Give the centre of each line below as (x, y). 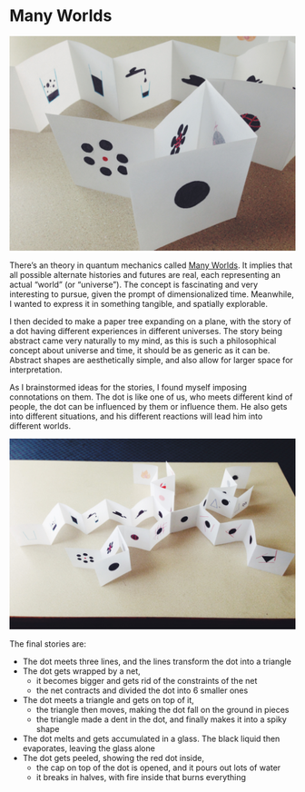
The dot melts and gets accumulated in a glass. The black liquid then (151, 738)
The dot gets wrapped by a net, (81, 671)
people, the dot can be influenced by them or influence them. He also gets (148, 406)
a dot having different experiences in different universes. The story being (146, 331)
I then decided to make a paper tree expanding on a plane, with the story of (151, 321)
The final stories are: (48, 643)
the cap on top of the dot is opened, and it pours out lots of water (158, 767)
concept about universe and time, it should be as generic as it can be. (140, 350)
